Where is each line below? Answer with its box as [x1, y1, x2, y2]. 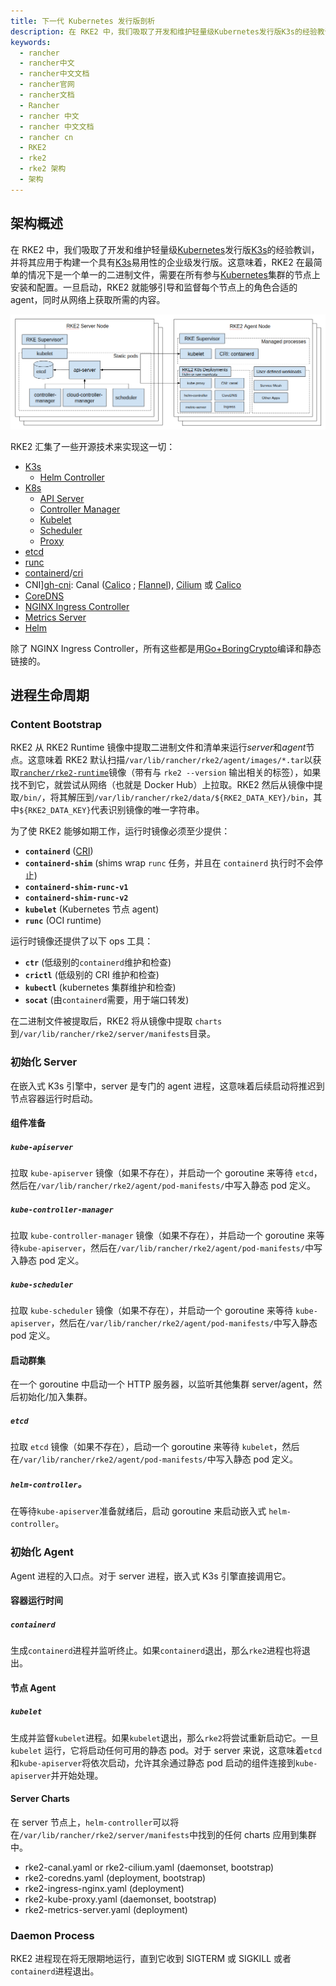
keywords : [10, 37, 52, 47]
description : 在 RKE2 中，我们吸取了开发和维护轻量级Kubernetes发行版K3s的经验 [10, 26, 318, 37]
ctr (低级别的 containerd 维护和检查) [24, 956, 172, 969]
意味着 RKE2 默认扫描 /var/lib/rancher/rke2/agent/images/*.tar [36, 754, 305, 766]
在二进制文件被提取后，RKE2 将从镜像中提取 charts [10, 1015, 223, 1027]
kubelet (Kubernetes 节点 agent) [24, 903, 160, 915]
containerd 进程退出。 [10, 1965, 100, 1977]
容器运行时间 [10, 1595, 63, 1607]
